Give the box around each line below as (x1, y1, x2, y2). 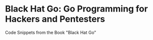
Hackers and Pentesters (5, 13, 105, 25)
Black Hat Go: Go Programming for (5, 3, 148, 14)
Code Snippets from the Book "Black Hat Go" (5, 29, 97, 35)
